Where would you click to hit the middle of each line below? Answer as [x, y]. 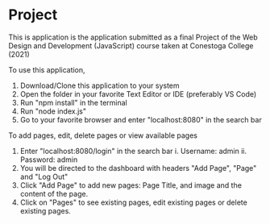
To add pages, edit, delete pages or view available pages [103, 135]
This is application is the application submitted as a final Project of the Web [133, 37]
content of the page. [54, 193]
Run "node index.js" [53, 111]
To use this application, [47, 69]
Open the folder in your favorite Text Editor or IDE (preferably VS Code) [138, 93]
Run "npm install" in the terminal [73, 102]
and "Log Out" [44, 176]
